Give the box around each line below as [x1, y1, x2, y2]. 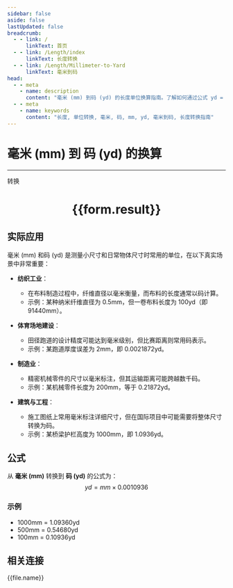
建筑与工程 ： [17, 397, 54, 406]
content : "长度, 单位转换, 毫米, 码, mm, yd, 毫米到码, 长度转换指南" [25, 113, 214, 120]
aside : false [7, 17, 45, 24]
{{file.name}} [7, 573, 44, 582]
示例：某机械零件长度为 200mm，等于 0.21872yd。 [27, 383, 175, 391]
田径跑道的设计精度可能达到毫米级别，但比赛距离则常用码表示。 [27, 335, 210, 344]
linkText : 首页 [25, 42, 68, 49]
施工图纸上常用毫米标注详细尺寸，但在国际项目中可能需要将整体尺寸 [27, 412, 223, 421]
